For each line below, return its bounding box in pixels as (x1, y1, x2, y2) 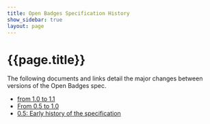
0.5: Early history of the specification (16, 110, 121, 118)
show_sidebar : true (7, 16, 63, 23)
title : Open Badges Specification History (7, 10, 130, 17)
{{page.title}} (7, 52, 86, 67)
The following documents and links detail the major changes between (7, 74, 203, 82)
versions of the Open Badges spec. (7, 82, 107, 90)
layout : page (7, 22, 44, 29)
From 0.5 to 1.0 (16, 102, 60, 110)
